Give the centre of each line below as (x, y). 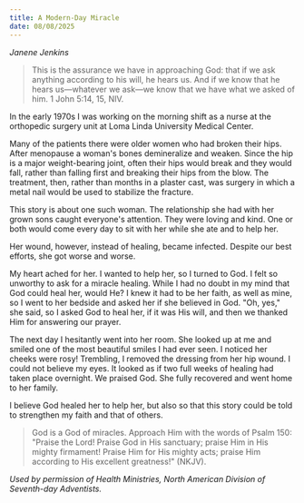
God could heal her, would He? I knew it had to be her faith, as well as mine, (151, 292)
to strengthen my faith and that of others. (86, 415)
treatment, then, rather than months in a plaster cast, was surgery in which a (152, 182)
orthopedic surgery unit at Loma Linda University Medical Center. (132, 126)
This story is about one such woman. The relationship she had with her (142, 209)
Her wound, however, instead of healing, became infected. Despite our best (151, 246)
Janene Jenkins (39, 52)
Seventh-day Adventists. (56, 488)
